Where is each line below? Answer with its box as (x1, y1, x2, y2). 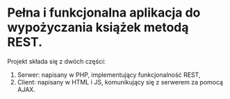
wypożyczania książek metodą (7, 19, 189, 35)
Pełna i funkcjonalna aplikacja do (7, 5, 201, 21)
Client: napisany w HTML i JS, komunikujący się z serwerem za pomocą (17, 78, 224, 86)
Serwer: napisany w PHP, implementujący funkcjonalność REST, (17, 71, 201, 79)
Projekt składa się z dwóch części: (7, 57, 106, 65)
